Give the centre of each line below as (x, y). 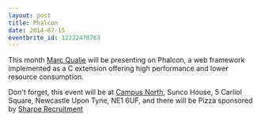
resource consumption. (46, 77)
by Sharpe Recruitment (46, 109)
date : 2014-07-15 (37, 30)
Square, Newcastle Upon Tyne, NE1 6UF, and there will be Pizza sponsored (130, 100)
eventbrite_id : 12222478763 (55, 38)
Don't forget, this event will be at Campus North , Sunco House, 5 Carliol (125, 93)
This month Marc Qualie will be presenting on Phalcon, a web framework (127, 60)
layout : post (30, 15)
